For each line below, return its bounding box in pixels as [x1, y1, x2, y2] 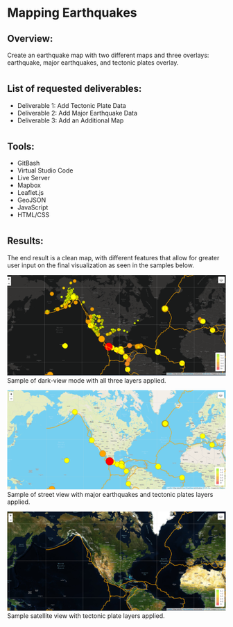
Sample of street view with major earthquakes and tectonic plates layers [7, 490, 214, 498]
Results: [7, 235, 44, 247]
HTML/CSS [17, 211, 50, 219]
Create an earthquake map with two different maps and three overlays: [7, 51, 209, 59]
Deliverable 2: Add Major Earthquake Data [17, 109, 137, 117]
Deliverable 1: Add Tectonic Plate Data [17, 101, 126, 109]
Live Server [17, 174, 51, 182]
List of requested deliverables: [7, 83, 142, 95]
